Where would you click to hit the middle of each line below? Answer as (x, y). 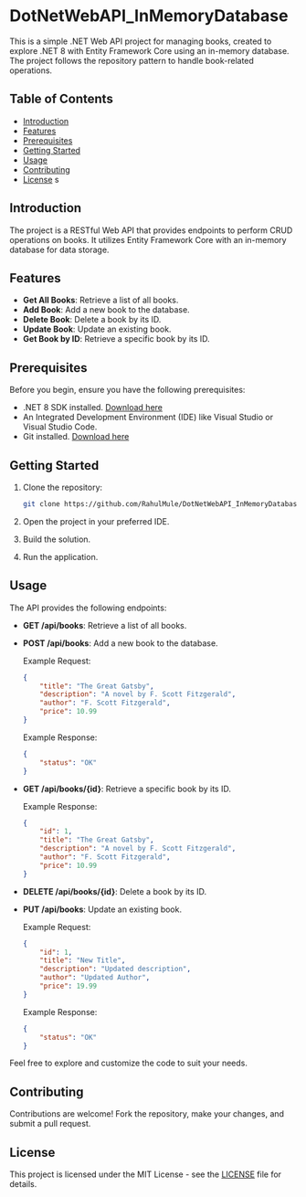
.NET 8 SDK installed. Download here (92, 408)
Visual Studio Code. (60, 427)
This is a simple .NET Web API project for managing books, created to (141, 41)
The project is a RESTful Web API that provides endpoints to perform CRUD (151, 230)
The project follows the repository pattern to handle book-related (132, 60)
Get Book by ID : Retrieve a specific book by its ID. (116, 339)
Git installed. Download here (76, 437)
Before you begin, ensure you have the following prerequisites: (127, 390)
